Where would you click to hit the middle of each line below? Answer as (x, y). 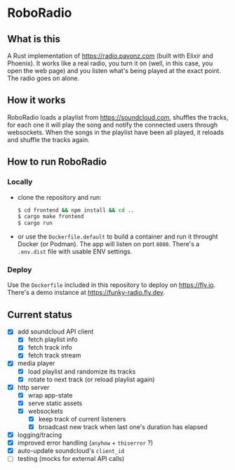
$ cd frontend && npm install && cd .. (76, 210)
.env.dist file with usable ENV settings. (75, 252)
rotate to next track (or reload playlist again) (92, 379)
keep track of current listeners (82, 419)
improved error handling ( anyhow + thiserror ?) (85, 443)
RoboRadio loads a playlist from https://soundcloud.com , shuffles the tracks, (118, 117)
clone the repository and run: (59, 197)
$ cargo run (35, 223)
